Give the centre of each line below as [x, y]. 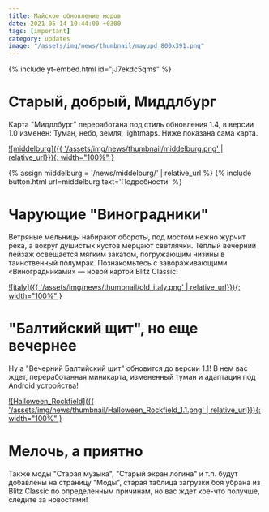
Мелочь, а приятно [76, 452]
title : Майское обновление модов [65, 16]
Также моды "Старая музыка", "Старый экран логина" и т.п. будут [123, 473]
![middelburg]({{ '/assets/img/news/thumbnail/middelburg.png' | [116, 149]
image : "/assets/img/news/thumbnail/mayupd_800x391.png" [107, 46]
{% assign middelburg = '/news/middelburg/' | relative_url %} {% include [130, 173]
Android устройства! [43, 385]
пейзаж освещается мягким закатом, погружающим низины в [117, 254]
